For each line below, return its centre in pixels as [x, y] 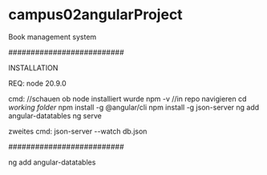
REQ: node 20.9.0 [37, 83]
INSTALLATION [33, 68]
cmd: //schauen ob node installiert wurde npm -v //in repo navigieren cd [127, 98]
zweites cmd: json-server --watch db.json [78, 131]
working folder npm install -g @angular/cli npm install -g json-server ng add [134, 107]
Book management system [53, 37]
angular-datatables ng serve [55, 115]
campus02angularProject [95, 15]
